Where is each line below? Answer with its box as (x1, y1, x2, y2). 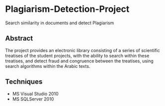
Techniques (5, 78, 43, 86)
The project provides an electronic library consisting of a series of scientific (5, 47, 160, 53)
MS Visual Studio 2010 (12, 91, 59, 97)
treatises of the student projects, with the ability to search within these (5, 53, 150, 58)
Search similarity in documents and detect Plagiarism (5, 20, 114, 26)
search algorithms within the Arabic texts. (5, 63, 90, 69)
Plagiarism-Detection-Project (5, 3, 130, 15)
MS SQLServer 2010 (12, 96, 54, 102)
